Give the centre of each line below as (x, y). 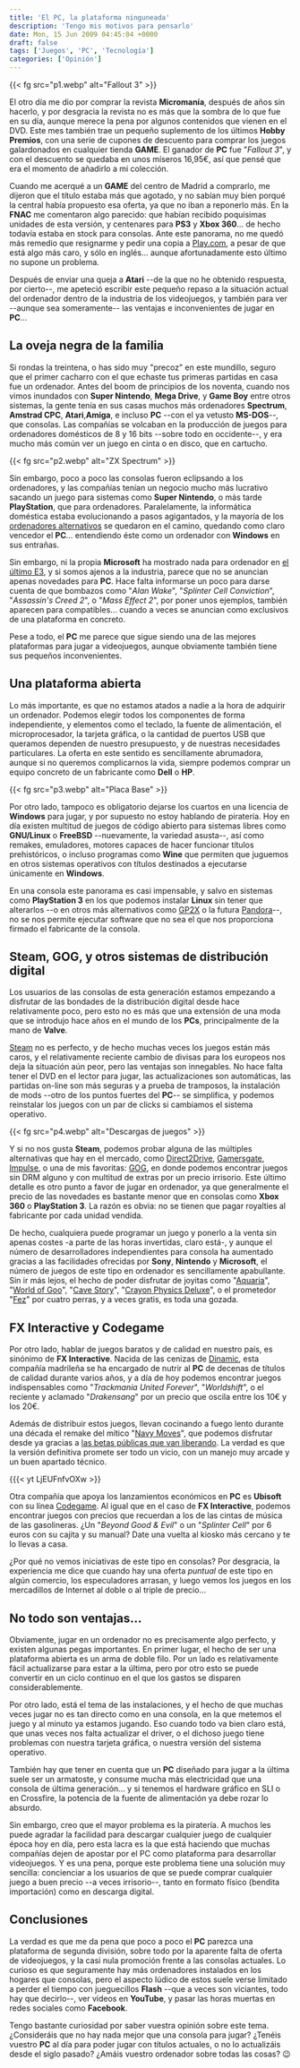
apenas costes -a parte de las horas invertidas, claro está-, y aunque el (141, 1242)
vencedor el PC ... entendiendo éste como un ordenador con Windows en (145, 535)
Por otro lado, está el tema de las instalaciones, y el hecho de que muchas (146, 1705)
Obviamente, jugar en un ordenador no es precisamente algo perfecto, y (142, 1640)
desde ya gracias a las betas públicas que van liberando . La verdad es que (147, 1443)
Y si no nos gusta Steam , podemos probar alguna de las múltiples (131, 1149)
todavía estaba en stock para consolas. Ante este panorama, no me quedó (146, 233)
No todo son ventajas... (76, 1618)
